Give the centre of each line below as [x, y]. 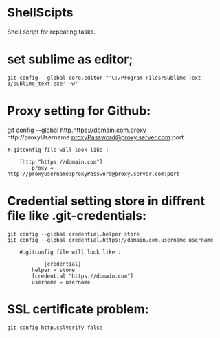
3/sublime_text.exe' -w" [43, 84]
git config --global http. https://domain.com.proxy [77, 130]
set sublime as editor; [70, 59]
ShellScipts [40, 13]
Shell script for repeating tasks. [52, 32]
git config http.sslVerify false [55, 328]
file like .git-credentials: [77, 216]
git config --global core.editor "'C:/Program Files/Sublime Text [104, 78]
